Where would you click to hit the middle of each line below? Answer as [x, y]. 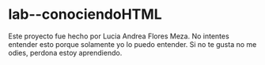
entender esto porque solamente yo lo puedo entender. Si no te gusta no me [132, 44]
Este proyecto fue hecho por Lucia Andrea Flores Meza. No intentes [119, 36]
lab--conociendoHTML [85, 14]
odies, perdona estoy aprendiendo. [65, 52]
